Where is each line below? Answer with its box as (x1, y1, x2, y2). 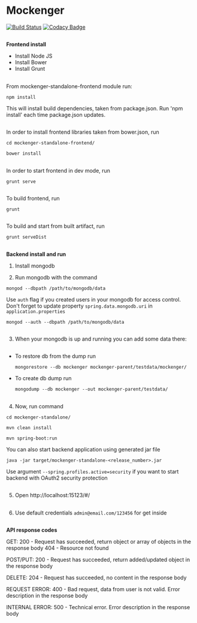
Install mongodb (14, 262, 55, 269)
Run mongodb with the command (14, 273, 98, 281)
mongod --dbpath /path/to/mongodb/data (6, 285, 106, 291)
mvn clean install (6, 425, 52, 431)
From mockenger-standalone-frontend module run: (6, 82, 133, 90)
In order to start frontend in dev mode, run (6, 167, 111, 174)
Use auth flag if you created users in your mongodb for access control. (6, 296, 181, 303)
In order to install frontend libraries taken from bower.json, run (6, 128, 160, 136)
